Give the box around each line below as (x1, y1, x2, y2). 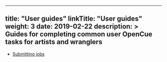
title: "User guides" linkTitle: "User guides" (5, 14, 143, 23)
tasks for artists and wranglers (5, 38, 103, 46)
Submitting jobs (12, 51, 45, 57)
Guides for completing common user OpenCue (5, 30, 153, 39)
